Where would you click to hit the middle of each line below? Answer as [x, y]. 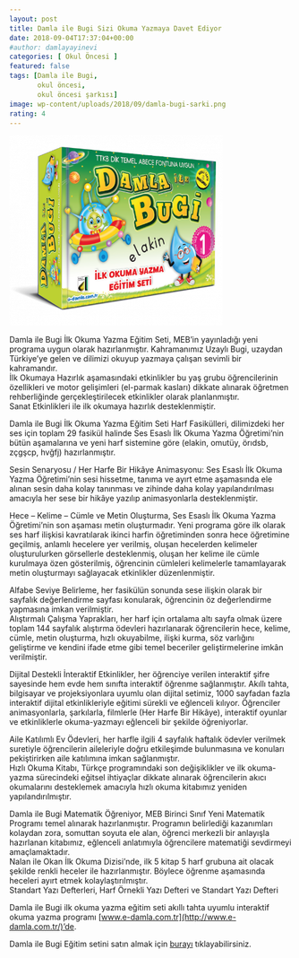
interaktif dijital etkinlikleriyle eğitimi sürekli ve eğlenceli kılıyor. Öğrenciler [145, 703]
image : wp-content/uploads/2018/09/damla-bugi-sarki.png [118, 104]
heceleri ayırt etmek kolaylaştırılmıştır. [79, 881]
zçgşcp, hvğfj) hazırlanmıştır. [63, 452]
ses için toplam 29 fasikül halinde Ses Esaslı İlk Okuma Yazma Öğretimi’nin [146, 433]
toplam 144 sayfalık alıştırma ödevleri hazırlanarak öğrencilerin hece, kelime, [150, 629]
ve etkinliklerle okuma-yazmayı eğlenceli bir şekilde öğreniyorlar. [129, 722]
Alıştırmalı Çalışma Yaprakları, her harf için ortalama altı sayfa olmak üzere [146, 619]
